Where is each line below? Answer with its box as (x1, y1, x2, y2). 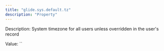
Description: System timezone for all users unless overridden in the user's (5, 25, 159, 31)
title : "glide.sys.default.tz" (5, 7, 71, 12)
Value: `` (5, 40, 23, 46)
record (5, 31, 19, 37)
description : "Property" (5, 12, 58, 17)
